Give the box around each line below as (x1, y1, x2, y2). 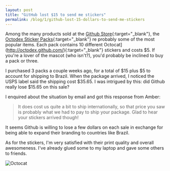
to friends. (5, 151, 27, 157)
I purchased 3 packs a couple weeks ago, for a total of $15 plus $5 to (5, 68, 151, 74)
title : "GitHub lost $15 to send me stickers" (5, 12, 106, 17)
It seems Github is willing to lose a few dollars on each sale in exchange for (5, 124, 163, 130)
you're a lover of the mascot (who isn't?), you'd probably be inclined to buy (5, 52, 163, 59)
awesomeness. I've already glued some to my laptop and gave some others (5, 145, 164, 151)
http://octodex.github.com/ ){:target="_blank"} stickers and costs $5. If (7, 47, 155, 53)
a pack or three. (5, 58, 39, 64)
